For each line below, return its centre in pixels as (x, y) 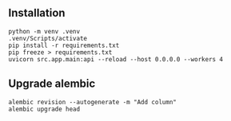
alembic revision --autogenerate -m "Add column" (93, 102)
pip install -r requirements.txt (64, 45)
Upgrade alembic (52, 84)
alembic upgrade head (44, 109)
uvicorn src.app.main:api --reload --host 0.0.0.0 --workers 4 (116, 59)
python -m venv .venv (44, 31)
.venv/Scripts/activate (48, 38)
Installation (37, 13)
